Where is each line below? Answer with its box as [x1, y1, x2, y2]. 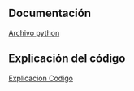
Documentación [8, 6, 92, 20]
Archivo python [8, 28, 60, 37]
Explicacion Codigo [8, 73, 73, 83]
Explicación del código [8, 52, 126, 66]
